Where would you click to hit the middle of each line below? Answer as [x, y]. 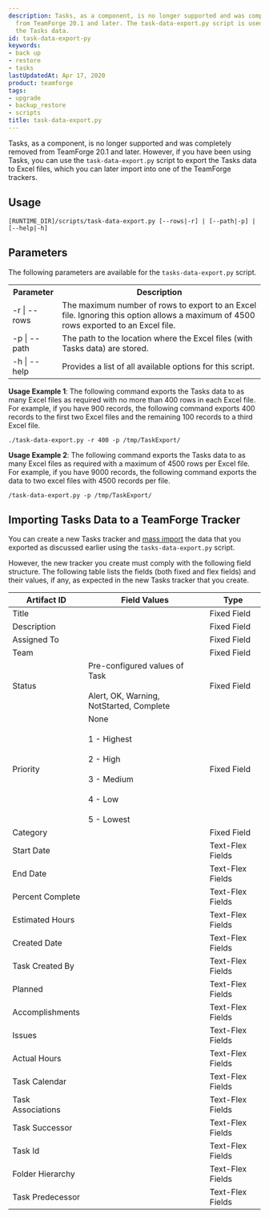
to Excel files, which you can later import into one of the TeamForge [120, 169]
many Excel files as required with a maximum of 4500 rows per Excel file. [129, 464]
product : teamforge [41, 83]
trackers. [23, 177]
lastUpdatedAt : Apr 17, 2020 [57, 76]
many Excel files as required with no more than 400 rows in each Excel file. [132, 399]
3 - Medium [110, 779]
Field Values [145, 600]
